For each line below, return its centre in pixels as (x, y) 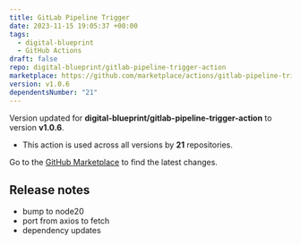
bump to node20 (53, 212)
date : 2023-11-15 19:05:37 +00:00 (74, 26)
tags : (19, 34)
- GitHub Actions (50, 51)
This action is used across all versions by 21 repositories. (127, 145)
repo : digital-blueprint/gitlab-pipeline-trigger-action (118, 68)
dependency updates (61, 231)
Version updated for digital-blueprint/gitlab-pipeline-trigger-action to (141, 118)
